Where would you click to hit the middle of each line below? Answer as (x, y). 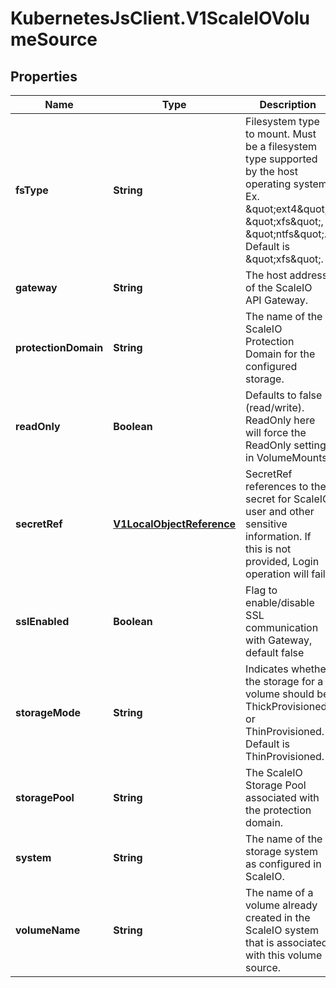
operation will (277, 574)
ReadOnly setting (286, 445)
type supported (281, 159)
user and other (280, 511)
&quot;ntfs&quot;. (286, 234)
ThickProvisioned (286, 706)
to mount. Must (281, 134)
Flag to (261, 590)
